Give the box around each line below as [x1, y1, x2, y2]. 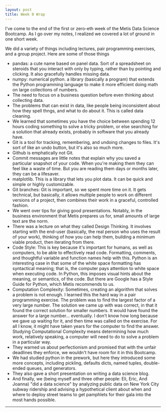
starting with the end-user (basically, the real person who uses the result [12, 229, 161, 234]
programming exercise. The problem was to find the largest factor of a [12, 297, 156, 303]
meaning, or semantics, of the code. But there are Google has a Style [12, 275, 153, 282]
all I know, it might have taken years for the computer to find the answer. [12, 323, 160, 329]
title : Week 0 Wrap [5, 12, 45, 17]
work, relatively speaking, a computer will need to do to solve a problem [12, 333, 159, 339]
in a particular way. [12, 339, 51, 345]
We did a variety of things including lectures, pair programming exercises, [5, 46, 156, 51]
